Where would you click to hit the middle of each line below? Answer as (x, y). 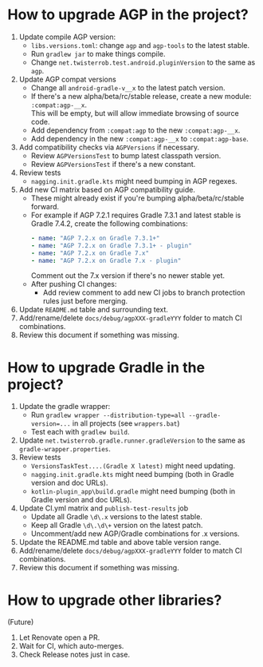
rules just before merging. (85, 301)
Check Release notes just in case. (75, 655)
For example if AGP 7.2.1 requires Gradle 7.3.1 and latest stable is (136, 215)
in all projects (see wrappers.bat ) (126, 423)
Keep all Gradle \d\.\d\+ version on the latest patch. (117, 526)
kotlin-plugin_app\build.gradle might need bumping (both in (133, 491)
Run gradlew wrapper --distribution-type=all (108, 415)
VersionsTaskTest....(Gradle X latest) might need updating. (133, 466)
